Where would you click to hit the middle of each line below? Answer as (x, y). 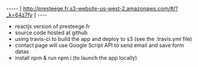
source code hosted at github (51, 33)
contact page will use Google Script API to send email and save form (99, 45)
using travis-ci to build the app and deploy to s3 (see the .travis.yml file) (103, 39)
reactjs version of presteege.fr (52, 26)
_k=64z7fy (19, 15)
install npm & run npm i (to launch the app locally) (76, 58)
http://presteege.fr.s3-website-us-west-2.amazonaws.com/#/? (100, 9)
